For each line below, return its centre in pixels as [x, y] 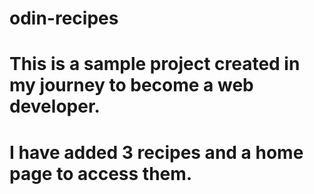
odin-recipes [64, 18]
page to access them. [101, 173]
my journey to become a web [131, 85]
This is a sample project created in [155, 64]
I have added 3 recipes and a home [156, 152]
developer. [55, 106]
